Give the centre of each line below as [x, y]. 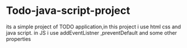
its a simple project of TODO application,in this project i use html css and [93, 27]
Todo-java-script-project [68, 11]
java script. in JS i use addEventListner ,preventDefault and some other [91, 32]
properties [18, 39]
